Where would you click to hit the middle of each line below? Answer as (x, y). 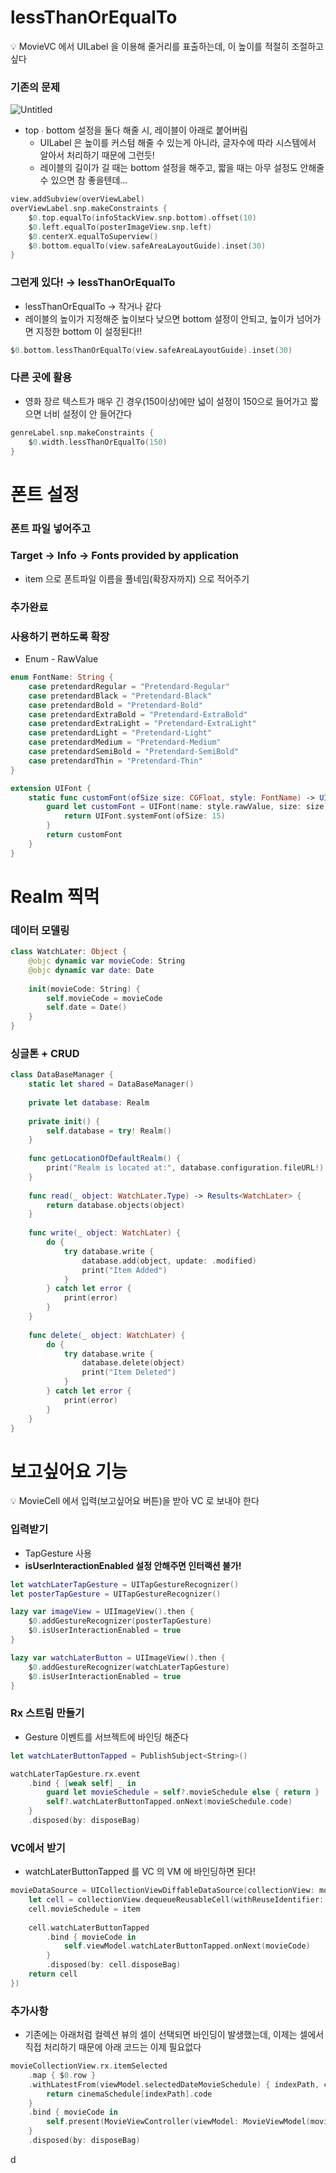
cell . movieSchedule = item (84, 1909)
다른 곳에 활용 (41, 378)
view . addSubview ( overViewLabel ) (77, 199)
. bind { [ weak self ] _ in (82, 1783)
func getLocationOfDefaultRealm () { (105, 1159)
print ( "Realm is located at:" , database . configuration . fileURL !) (185, 1168)
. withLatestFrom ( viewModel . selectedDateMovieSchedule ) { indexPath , (174, 2084)
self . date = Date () (87, 1007)
